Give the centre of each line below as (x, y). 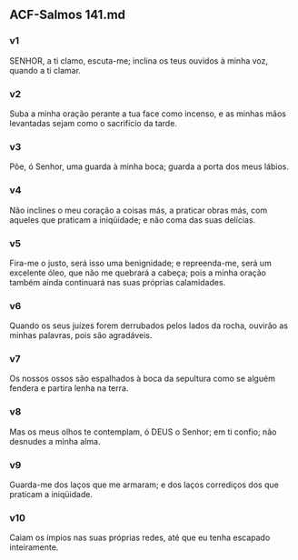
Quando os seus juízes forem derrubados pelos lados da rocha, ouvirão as (149, 325)
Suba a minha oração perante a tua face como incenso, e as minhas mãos (148, 114)
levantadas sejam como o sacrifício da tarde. (93, 123)
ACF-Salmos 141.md (67, 15)
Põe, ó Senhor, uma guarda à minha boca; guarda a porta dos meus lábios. (149, 166)
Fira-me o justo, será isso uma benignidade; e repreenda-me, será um (141, 263)
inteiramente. (34, 547)
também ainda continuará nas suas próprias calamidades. (118, 282)
